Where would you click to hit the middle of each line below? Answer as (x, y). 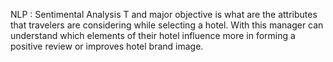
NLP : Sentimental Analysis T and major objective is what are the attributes (164, 14)
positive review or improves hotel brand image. (107, 46)
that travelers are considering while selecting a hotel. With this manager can (167, 25)
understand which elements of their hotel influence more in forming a (153, 35)
